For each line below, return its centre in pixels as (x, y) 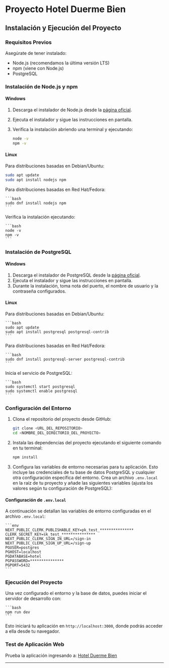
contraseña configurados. (39, 291)
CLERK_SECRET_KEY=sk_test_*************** (50, 535)
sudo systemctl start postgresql (40, 387)
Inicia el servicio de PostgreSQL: (39, 373)
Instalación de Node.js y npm (41, 87)
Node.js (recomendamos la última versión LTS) (61, 63)
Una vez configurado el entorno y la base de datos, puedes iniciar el (76, 593)
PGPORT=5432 (18, 565)
